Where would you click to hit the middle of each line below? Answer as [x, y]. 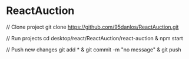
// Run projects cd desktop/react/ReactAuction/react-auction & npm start [95, 38]
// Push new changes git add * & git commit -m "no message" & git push [94, 49]
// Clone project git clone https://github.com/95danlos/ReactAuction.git [92, 27]
